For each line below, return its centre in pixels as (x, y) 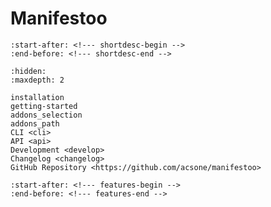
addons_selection (46, 115)
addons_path (35, 123)
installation (37, 97)
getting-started (44, 106)
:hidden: (28, 71)
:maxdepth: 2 (37, 80)
